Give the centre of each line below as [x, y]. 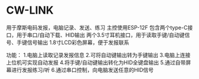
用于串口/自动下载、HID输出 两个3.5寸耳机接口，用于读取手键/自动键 [100, 35]
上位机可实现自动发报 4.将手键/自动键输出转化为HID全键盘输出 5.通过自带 [96, 62]
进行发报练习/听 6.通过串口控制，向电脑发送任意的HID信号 [82, 69]
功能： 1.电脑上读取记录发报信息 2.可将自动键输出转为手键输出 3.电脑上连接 [98, 55]
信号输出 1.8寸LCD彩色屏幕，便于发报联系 [78, 42]
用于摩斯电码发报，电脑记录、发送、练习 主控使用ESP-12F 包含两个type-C [97, 27]
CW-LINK [30, 10]
